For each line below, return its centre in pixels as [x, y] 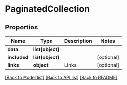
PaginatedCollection [47, 9]
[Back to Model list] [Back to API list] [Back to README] [61, 77]
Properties [22, 27]
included [18, 57]
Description [78, 41]
